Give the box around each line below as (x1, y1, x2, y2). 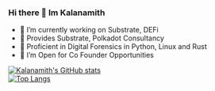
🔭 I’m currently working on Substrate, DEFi (19, 25, 159, 35)
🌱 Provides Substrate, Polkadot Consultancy (19, 33, 165, 43)
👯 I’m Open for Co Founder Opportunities (19, 51, 155, 60)
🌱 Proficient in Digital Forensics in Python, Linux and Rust (19, 42, 208, 51)
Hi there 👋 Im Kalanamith (8, 7, 106, 18)
